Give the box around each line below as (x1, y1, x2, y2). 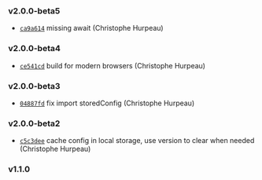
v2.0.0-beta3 (8, 80, 61, 91)
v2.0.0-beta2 (8, 118, 61, 129)
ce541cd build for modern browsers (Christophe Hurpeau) (19, 61, 206, 70)
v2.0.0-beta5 (8, 6, 61, 17)
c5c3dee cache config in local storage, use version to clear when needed (19, 136, 255, 145)
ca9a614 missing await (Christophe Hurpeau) (19, 24, 164, 33)
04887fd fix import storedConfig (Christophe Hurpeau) (19, 98, 195, 108)
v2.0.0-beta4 (8, 43, 61, 54)
